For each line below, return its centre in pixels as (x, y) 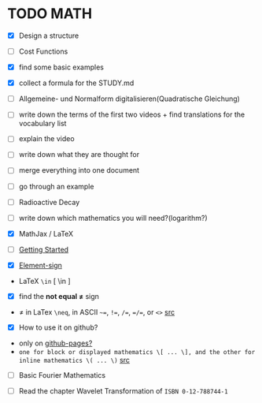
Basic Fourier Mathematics (62, 375)
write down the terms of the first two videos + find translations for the (132, 114)
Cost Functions (43, 51)
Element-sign (40, 265)
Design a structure (49, 35)
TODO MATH (50, 14)
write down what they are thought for (79, 155)
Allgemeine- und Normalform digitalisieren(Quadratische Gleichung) (129, 99)
